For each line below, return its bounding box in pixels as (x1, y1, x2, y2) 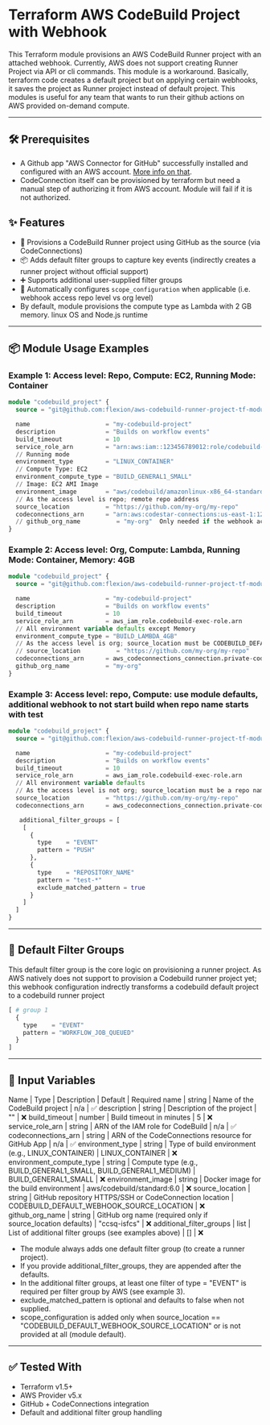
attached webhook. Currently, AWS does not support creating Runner (8, 58, 239, 68)
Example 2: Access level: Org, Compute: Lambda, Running (8, 544, 241, 555)
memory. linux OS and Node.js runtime (19, 310, 149, 319)
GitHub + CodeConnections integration (19, 1398, 149, 1408)
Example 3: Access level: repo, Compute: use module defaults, (8, 688, 259, 700)
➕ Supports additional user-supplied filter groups (19, 275, 183, 285)
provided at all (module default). (19, 1329, 127, 1339)
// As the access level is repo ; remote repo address (15, 495, 199, 503)
